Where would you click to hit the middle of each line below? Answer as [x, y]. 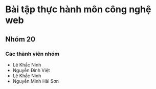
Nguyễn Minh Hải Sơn [36, 81]
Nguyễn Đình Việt [31, 70]
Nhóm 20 [20, 39]
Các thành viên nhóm [32, 54]
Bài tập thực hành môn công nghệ [78, 9]
